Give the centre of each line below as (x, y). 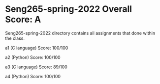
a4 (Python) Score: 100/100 (33, 76)
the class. (15, 38)
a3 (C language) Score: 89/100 (36, 67)
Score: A (23, 19)
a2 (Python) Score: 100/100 (33, 57)
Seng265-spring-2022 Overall (68, 9)
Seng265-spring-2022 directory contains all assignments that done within (80, 33)
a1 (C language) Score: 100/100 (37, 48)
